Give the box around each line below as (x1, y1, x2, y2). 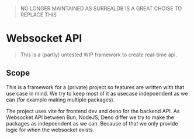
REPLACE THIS (20, 11, 57, 18)
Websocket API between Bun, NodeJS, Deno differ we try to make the (6, 114, 174, 121)
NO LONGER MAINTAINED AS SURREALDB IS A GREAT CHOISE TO (20, 5, 182, 12)
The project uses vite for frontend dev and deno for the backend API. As (6, 107, 180, 114)
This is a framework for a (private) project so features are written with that (6, 83, 185, 90)
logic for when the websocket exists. (6, 126, 95, 133)
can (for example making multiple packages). (6, 96, 115, 103)
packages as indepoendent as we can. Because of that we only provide (6, 120, 178, 127)
